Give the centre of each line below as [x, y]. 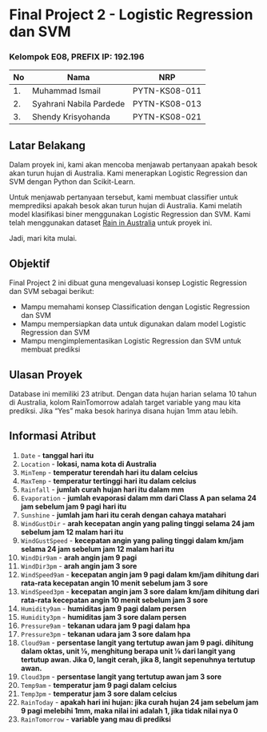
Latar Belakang [48, 145]
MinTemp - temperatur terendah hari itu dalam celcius [109, 472]
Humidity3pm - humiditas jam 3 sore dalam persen [104, 617]
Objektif [30, 263]
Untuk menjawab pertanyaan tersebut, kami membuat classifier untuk [124, 197]
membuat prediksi [50, 349]
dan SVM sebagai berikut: [52, 292]
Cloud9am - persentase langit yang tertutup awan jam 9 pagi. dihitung [137, 642]
